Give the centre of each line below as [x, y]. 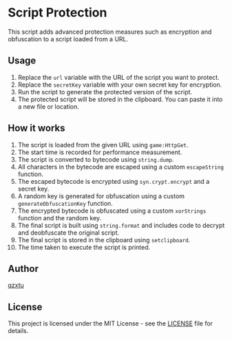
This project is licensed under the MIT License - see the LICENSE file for [110, 323]
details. [18, 331]
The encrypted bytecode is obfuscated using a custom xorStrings [112, 211]
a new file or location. [49, 106]
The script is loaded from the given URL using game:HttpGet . [103, 145]
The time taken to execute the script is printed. [84, 247]
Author [23, 269]
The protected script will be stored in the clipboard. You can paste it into [120, 99]
